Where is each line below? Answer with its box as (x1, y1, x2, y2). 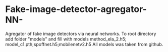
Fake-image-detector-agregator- (5, 3, 147, 15)
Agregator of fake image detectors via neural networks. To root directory (5, 30, 156, 36)
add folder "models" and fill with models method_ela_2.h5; (5, 36, 127, 42)
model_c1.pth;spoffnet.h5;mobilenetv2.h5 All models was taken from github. (5, 41, 163, 47)
